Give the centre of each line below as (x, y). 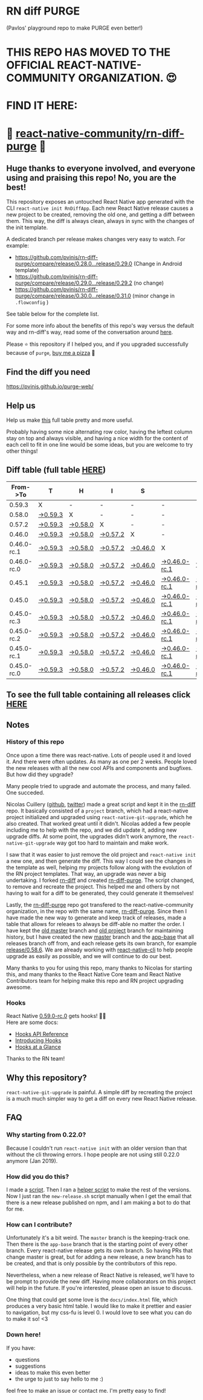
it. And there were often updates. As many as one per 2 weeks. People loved (101, 761)
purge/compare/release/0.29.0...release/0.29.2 (74, 283)
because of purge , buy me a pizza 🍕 (51, 353)
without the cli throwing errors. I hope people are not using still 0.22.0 (93, 1154)
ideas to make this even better (53, 1372)
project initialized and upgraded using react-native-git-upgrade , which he (99, 817)
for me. (15, 1209)
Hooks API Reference (41, 1034)
